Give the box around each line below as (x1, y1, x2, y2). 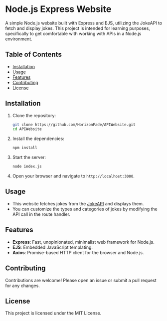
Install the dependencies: (12, 136, 65, 142)
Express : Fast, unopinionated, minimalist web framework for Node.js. (12, 239, 155, 245)
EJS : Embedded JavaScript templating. (12, 244, 93, 250)
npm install (12, 146, 37, 151)
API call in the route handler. (12, 211, 71, 217)
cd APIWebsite (12, 127, 42, 132)
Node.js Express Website (5, 3, 112, 15)
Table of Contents (5, 50, 62, 59)
